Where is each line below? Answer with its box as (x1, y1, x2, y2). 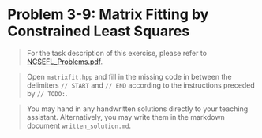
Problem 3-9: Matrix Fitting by (7, 6, 209, 24)
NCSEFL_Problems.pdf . (26, 57, 103, 66)
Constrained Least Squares (7, 22, 190, 40)
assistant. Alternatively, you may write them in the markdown (26, 112, 226, 121)
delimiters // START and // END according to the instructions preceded (26, 80, 256, 90)
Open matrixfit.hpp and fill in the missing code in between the (26, 72, 232, 81)
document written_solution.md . (26, 121, 132, 130)
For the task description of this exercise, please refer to (26, 48, 207, 58)
